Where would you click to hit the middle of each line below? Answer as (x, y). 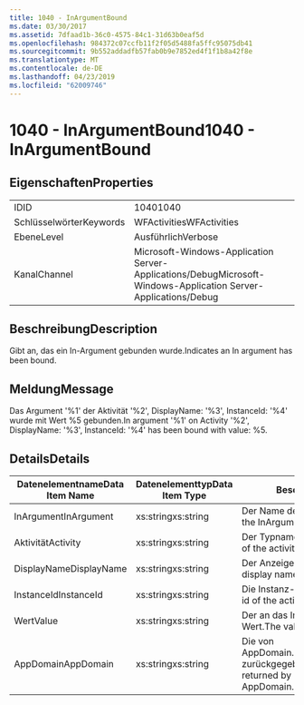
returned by (266, 675)
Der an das (264, 615)
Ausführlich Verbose (176, 237)
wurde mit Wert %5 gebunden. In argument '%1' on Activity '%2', (130, 421)
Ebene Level (39, 237)
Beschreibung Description (84, 329)
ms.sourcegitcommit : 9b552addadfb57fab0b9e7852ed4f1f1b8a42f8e (131, 52)
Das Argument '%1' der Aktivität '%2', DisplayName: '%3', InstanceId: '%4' (148, 411)
